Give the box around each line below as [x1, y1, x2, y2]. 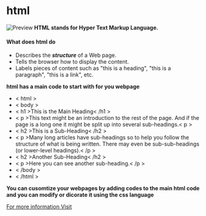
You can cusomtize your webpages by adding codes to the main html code [6, 185, 200, 192]
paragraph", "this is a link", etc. [15, 71, 94, 78]
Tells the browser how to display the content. [15, 58, 129, 65]
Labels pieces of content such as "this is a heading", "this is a [15, 65, 172, 72]
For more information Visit [6, 203, 72, 210]
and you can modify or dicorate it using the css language [6, 191, 154, 199]
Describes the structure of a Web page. [15, 51, 116, 59]
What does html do [6, 38, 56, 45]
